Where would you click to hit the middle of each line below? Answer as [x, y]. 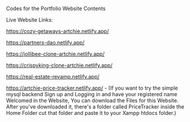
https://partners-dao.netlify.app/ [45, 43]
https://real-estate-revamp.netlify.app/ [53, 77]
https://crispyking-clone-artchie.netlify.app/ [59, 65]
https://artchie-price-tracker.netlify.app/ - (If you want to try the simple [92, 88]
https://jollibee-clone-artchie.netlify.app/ [55, 54]
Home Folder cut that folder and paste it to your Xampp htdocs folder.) [91, 113]
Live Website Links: [29, 20]
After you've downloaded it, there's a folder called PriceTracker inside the [95, 107]
